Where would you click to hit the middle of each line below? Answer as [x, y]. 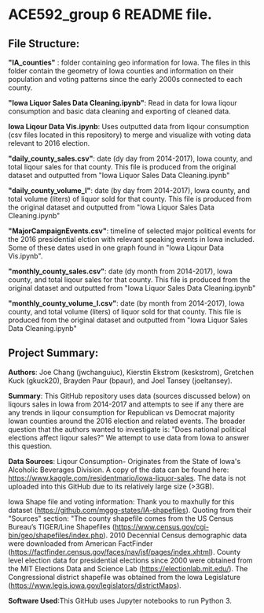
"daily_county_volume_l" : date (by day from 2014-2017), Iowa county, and [129, 190]
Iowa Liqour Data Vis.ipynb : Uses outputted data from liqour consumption [129, 126]
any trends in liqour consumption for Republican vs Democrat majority [122, 412]
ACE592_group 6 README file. [110, 15]
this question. [30, 446]
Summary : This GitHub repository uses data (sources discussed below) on [129, 396]
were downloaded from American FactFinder [81, 543]
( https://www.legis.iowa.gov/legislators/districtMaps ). [95, 585]
